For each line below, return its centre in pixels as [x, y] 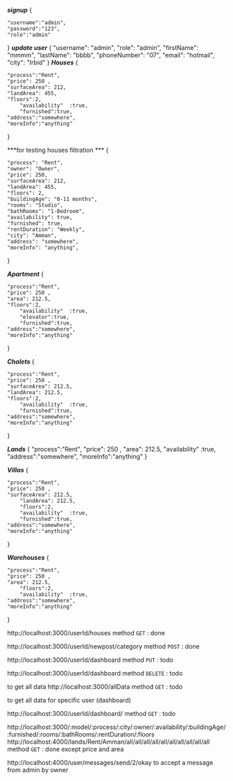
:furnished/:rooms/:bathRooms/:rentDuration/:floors [81, 734]
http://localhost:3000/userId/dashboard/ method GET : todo [91, 713]
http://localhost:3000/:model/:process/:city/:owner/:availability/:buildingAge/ [117, 727]
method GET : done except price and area [66, 749]
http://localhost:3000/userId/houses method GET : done [86, 633]
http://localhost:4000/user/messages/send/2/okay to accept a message [110, 763]
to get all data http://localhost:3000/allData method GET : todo [95, 687]
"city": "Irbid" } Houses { [43, 62]
